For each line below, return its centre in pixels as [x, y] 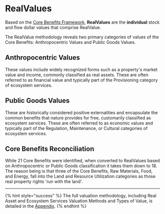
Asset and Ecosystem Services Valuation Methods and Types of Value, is [79, 201]
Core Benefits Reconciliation [50, 149]
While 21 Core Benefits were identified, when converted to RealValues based [82, 161]
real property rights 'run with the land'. [44, 182]
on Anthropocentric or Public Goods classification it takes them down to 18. [81, 166]
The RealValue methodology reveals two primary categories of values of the [82, 37]
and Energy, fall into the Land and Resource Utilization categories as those [80, 176]
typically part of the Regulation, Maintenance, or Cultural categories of [76, 128]
